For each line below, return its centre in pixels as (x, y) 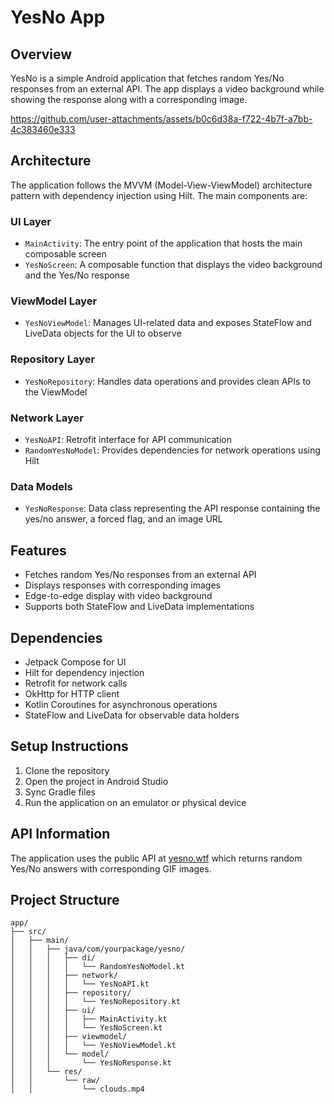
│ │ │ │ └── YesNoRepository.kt (96, 1002)
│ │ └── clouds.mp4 (77, 1089)
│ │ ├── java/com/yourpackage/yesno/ (98, 949)
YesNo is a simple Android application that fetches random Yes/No (147, 78)
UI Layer (31, 221)
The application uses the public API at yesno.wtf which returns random (156, 858)
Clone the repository (67, 770)
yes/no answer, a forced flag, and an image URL (123, 519)
